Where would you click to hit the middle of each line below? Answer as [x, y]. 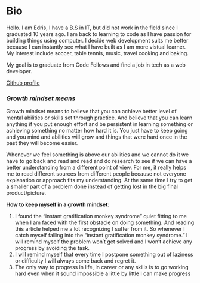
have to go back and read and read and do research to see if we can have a [99, 161]
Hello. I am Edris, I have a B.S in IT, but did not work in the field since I [92, 28]
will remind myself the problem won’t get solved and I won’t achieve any [104, 242]
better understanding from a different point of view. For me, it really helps [96, 168]
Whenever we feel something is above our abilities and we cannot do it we [98, 155]
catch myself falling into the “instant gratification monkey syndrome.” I [101, 236]
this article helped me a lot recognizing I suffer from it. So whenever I [100, 229]
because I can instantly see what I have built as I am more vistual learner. [96, 47]
